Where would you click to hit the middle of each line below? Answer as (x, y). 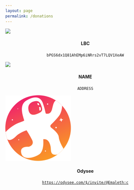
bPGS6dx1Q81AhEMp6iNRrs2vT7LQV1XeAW (85, 55)
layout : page (19, 11)
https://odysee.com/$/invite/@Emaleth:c (85, 183)
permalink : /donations (29, 16)
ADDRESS (85, 88)
